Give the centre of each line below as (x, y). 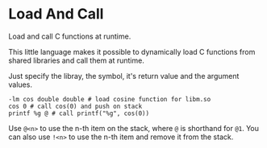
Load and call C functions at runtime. (70, 36)
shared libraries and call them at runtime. (77, 60)
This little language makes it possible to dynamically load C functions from (132, 51)
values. (20, 84)
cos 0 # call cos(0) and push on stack (75, 106)
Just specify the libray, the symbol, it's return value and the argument (124, 76)
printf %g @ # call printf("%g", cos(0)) (79, 113)
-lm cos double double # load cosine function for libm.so (110, 99)
